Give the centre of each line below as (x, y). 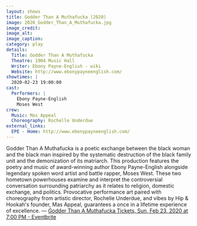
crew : (13, 110)
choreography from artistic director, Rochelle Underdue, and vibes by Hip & (97, 198)
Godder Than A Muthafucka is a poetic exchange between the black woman (98, 148)
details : (17, 50)
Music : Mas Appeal (34, 115)
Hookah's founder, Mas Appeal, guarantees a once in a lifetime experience (96, 204)
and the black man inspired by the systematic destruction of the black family (98, 154)
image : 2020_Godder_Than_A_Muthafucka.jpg (59, 22)
